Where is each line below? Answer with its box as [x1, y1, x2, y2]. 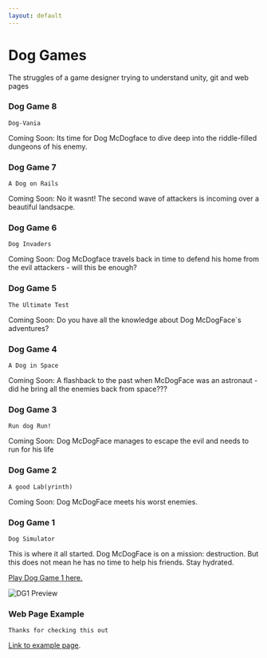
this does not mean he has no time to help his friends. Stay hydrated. [8, 557, 234, 567]
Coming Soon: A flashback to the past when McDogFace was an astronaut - [8, 376, 258, 385]
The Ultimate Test [8, 301, 69, 309]
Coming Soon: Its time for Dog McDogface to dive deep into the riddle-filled [8, 133, 257, 142]
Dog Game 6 [8, 222, 57, 233]
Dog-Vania [8, 119, 41, 127]
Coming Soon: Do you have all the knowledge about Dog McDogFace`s [8, 315, 241, 325]
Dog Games [8, 46, 87, 64]
